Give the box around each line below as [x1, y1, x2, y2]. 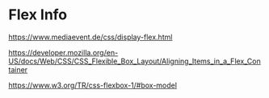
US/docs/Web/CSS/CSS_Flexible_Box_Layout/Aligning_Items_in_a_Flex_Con [8, 56, 261, 66]
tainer [8, 64, 28, 74]
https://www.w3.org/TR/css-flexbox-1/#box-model [8, 80, 178, 90]
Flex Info [8, 6, 68, 24]
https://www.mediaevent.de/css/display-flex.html [8, 32, 173, 42]
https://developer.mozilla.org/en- [8, 47, 119, 57]
